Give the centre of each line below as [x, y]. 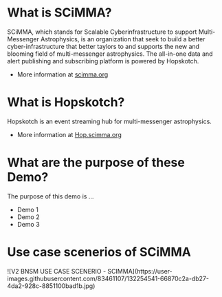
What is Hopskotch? [66, 102]
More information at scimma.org [63, 74]
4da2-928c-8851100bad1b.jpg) [51, 286]
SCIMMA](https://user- [140, 271]
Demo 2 [28, 217]
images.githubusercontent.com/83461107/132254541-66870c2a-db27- [108, 278]
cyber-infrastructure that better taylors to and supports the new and [103, 46]
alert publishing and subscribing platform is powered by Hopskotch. [103, 61]
